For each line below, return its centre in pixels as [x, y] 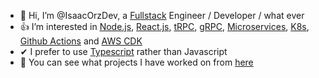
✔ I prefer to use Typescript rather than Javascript [123, 51]
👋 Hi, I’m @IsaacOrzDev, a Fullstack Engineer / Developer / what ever [162, 15]
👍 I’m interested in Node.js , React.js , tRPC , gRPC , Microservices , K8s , [164, 26]
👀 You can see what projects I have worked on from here [136, 62]
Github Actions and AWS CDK [81, 41]
